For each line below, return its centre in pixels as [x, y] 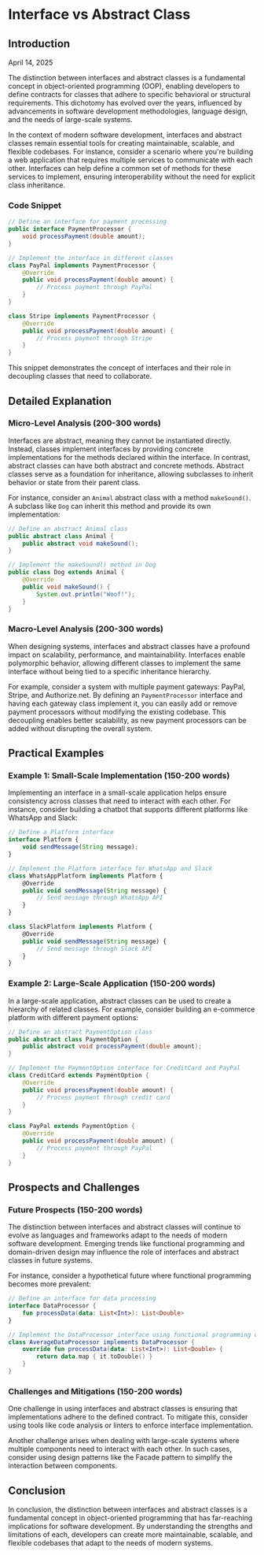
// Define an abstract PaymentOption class [81, 1032]
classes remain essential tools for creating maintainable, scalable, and [121, 143]
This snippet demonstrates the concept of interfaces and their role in [119, 368]
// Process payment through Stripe [95, 338]
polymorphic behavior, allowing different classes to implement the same [125, 662]
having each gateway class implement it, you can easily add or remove [123, 703]
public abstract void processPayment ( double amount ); [112, 1047]
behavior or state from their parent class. [74, 482]
